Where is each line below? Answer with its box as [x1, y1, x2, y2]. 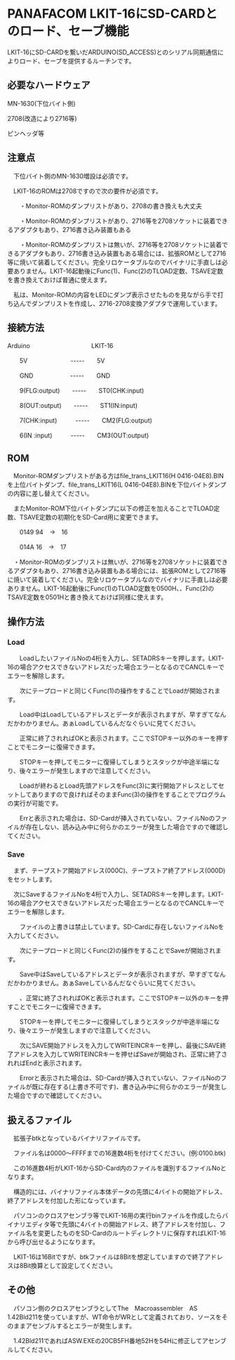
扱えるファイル [7, 1114, 72, 1126]
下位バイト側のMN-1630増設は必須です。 [13, 172, 133, 180]
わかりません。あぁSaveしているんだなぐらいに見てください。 [19, 979, 200, 987]
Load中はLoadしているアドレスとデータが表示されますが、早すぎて [19, 710, 215, 719]
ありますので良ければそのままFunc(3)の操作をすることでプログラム [31, 790, 226, 798]
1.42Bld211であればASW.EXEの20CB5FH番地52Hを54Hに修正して [13, 1336, 203, 1345]
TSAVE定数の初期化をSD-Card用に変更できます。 [19, 513, 163, 522]
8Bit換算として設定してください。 [19, 1261, 117, 1269]
